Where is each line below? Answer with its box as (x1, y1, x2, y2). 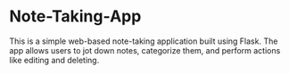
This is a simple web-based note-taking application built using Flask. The (9, 36, 278, 46)
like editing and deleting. (9, 54, 100, 65)
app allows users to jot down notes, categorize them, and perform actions (9, 45, 281, 55)
